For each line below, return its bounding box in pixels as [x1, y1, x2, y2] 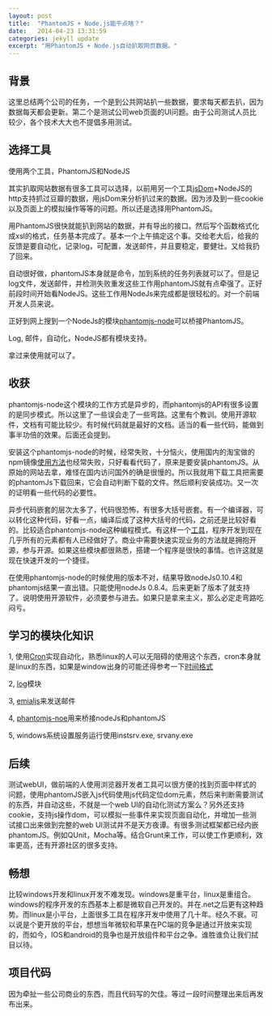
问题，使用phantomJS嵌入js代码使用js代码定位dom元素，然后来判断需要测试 [8, 790, 264, 800]
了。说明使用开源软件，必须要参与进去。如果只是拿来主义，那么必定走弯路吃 [8, 593, 264, 602]
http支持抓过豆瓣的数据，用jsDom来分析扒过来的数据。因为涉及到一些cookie [8, 193, 264, 203]
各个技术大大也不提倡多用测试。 [29, 117, 136, 126]
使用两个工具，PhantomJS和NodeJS [8, 166, 131, 176]
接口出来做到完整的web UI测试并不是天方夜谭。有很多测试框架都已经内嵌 [15, 820, 259, 830]
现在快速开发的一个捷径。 [8, 555, 94, 565]
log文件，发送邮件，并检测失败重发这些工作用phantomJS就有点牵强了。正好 [8, 278, 263, 288]
